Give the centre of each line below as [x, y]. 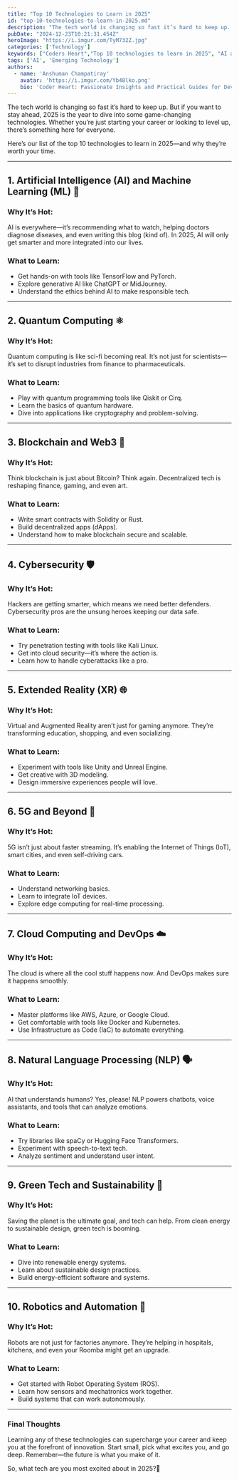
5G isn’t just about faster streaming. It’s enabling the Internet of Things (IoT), [119, 847]
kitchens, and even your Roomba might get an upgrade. [89, 1350]
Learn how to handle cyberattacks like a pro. [83, 661]
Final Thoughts [34, 1424]
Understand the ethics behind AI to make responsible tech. [104, 291]
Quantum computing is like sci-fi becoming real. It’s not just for [99, 356]
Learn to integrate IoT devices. [63, 896]
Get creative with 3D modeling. [63, 775]
